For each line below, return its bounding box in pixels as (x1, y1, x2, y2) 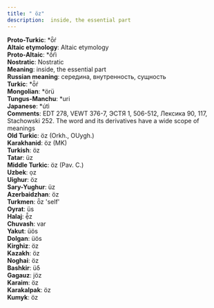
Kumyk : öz (7, 293, 39, 301)
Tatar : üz (7, 153, 33, 161)
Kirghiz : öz (7, 242, 39, 250)
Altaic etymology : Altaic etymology (7, 43, 109, 51)
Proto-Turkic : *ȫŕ (7, 35, 57, 44)
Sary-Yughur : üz (7, 183, 56, 191)
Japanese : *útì (7, 102, 50, 110)
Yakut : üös (7, 226, 38, 235)
